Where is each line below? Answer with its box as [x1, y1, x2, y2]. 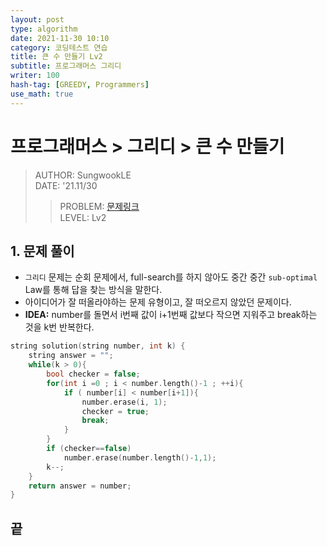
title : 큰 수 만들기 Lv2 [10, 52, 103, 62]
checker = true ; [81, 406, 150, 416]
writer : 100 [10, 71, 60, 81]
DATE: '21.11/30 [34, 179, 98, 191]
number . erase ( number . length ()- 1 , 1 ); [63, 452, 217, 463]
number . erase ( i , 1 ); [81, 397, 168, 407]
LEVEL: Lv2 [59, 211, 107, 223]
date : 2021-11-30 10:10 [10, 33, 110, 43]
